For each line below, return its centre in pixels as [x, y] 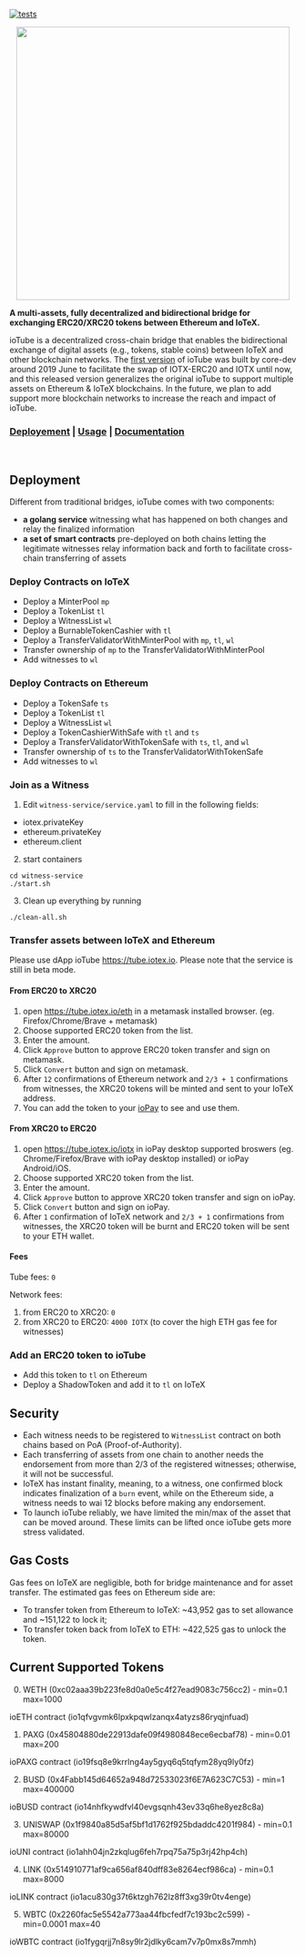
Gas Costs [40, 1560]
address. [39, 1098]
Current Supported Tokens [87, 1668]
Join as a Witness [49, 785]
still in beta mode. [43, 970]
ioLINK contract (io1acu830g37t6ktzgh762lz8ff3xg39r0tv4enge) [131, 1896]
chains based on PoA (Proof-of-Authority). [102, 1445]
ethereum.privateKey [62, 832]
